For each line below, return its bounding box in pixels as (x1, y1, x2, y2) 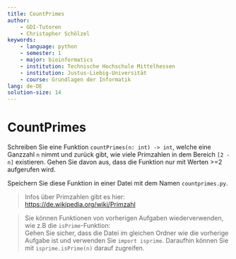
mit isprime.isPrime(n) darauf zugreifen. (24, 244, 145, 253)
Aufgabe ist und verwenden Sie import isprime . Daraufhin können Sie (24, 236, 229, 245)
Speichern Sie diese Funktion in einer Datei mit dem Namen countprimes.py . (7, 179, 228, 188)
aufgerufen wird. (7, 165, 56, 174)
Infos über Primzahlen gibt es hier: (24, 193, 125, 201)
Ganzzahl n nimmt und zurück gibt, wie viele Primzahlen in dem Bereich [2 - (7, 150, 230, 159)
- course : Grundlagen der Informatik (20, 76, 131, 83)
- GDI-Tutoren (20, 23, 61, 30)
